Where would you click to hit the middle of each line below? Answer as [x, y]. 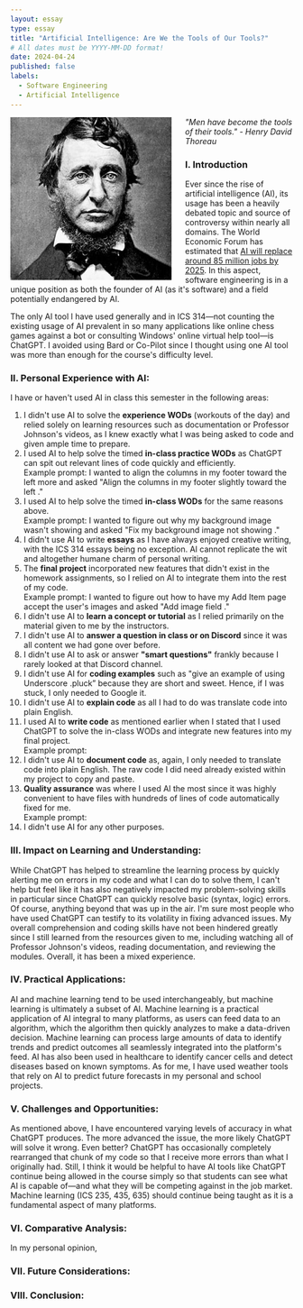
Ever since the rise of [225, 184]
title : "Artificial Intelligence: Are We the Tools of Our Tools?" [140, 38]
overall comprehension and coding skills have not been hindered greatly [144, 928]
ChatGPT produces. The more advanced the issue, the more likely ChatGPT [151, 1138]
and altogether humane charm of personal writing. [117, 559]
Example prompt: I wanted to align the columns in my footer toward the [155, 472]
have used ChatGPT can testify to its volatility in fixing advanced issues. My [151, 918]
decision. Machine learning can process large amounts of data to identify [146, 1038]
